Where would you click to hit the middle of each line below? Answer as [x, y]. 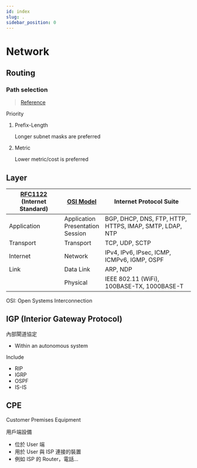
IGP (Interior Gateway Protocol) [64, 319]
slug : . [16, 17]
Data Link [77, 269]
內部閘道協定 [21, 334]
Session [75, 233]
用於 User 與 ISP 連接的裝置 [48, 452]
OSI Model [82, 202]
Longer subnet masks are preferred [57, 137]
